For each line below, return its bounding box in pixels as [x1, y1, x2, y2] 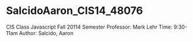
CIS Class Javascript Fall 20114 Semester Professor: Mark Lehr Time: [6, 23, 173, 30]
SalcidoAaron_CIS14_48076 [6, 4, 143, 17]
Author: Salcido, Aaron [19, 29, 74, 36]
